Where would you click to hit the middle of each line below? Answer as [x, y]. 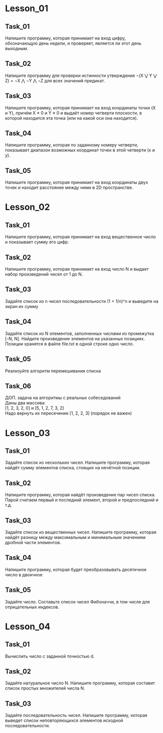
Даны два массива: [25, 403]
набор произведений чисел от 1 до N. [44, 274]
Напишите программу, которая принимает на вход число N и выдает [77, 269]
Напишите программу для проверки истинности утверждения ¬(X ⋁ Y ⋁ [81, 75]
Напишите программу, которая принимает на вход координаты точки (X [80, 108]
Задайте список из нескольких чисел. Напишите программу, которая [77, 462]
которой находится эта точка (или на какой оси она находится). [72, 118]
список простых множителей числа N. [45, 688]
